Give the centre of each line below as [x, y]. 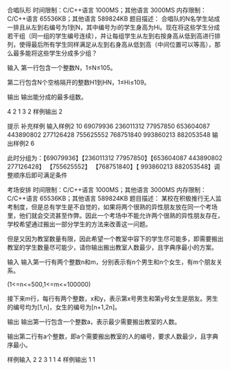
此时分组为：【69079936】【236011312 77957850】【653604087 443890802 [115, 158]
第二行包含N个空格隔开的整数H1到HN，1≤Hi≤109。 [79, 82]
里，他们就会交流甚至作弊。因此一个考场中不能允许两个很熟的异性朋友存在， [115, 216]
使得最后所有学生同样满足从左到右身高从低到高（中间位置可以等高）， [117, 44]
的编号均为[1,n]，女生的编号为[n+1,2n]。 [64, 307]
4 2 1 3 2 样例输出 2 [35, 111]
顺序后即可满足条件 [40, 175]
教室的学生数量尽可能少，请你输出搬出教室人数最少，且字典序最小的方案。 [112, 247]
